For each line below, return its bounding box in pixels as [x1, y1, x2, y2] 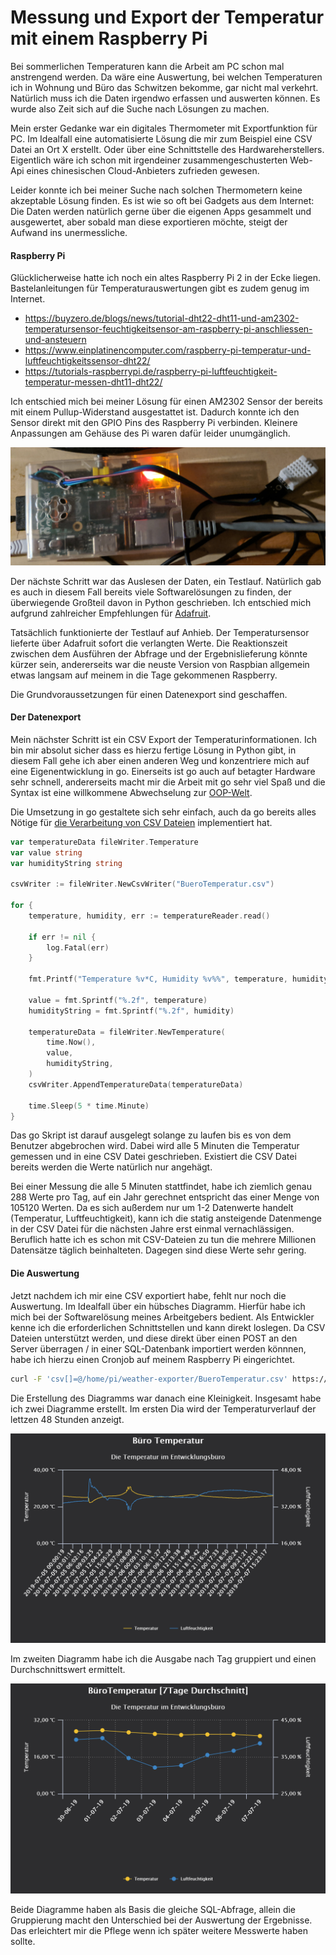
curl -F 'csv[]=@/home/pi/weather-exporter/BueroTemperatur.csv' [10, 1374, 288, 1384]
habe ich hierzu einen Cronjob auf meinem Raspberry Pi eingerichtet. [10, 1353, 296, 1365]
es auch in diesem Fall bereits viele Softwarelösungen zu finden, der [10, 586, 292, 598]
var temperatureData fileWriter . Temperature [10, 837, 199, 847]
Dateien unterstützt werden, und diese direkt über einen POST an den [10, 1332, 298, 1344]
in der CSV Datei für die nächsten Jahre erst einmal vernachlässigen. [10, 1223, 295, 1235]
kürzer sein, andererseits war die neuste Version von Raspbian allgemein [10, 658, 310, 670]
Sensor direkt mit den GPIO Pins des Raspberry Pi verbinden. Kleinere [10, 417, 298, 429]
